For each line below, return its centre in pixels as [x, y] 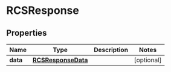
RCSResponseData [60, 60]
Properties [27, 33]
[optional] [148, 60]
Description [111, 50]
